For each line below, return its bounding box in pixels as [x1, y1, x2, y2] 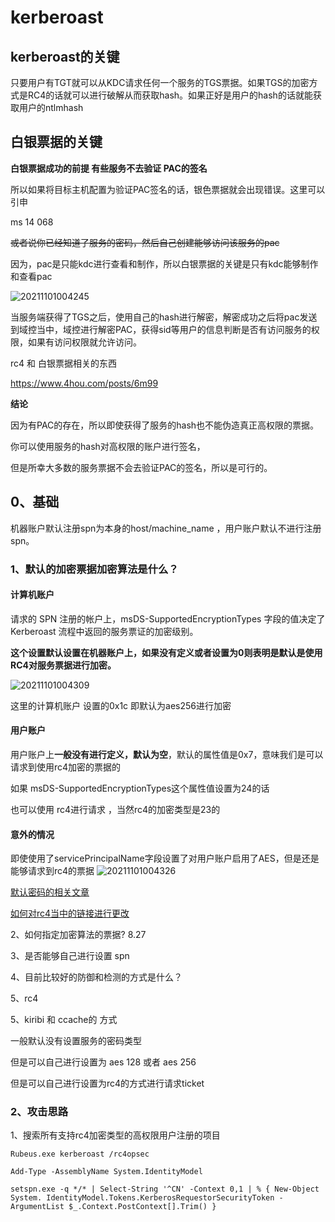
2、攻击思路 [10, 1105, 69, 1119]
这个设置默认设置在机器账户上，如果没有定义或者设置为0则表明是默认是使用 [10, 646, 323, 658]
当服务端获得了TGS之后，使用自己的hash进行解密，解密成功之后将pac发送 [10, 311, 318, 323]
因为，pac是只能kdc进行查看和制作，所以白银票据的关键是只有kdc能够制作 [10, 257, 319, 270]
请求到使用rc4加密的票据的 [10, 761, 122, 773]
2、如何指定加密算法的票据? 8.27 [10, 929, 147, 941]
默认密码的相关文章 [10, 886, 90, 898]
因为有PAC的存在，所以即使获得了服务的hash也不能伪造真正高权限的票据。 [10, 419, 320, 431]
